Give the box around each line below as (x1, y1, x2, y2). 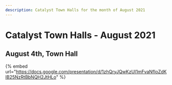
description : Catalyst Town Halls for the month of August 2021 (5, 7, 145, 13)
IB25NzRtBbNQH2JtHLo (5, 74, 56, 80)
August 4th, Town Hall (5, 49, 78, 59)
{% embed (5, 63, 28, 69)
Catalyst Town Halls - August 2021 (5, 29, 156, 41)
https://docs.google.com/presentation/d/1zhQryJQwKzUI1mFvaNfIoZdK (15, 68, 167, 74)
